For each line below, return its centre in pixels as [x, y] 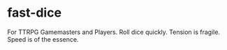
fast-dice [34, 13]
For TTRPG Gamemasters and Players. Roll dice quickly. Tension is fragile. [114, 32]
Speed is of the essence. [43, 39]
